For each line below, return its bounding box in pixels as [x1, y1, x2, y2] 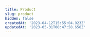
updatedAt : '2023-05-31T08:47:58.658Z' [5, 25, 86, 30]
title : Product [5, 7, 36, 12]
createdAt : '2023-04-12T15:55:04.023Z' [5, 20, 86, 25]
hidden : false [5, 16, 34, 21]
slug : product [5, 12, 34, 16]
